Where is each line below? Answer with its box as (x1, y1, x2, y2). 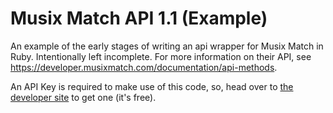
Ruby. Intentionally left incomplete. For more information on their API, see (10, 50, 312, 62)
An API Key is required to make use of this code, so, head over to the (10, 80, 294, 92)
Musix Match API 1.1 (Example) (10, 7, 268, 30)
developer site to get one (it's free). (10, 91, 157, 103)
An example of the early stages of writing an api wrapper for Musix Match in (10, 40, 324, 52)
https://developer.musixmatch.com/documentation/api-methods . (10, 61, 278, 73)
